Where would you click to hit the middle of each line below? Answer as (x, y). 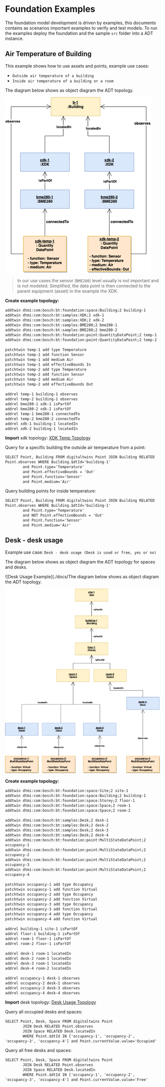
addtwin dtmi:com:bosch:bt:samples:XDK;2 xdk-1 (55, 315)
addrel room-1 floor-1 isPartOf (38, 938)
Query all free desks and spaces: (39, 1050)
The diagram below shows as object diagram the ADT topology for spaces (80, 562)
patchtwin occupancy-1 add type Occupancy (49, 884)
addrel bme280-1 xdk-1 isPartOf (38, 404)
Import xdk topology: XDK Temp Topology (48, 438)
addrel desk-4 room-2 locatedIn (38, 968)
